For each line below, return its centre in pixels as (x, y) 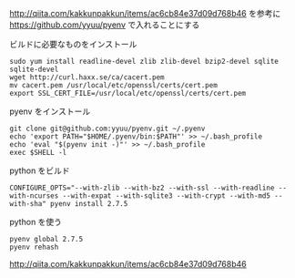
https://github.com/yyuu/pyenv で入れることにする (105, 25)
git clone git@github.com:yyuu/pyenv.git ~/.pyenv (107, 129)
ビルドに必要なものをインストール (73, 44)
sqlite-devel (34, 69)
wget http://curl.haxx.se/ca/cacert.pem (87, 77)
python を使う (36, 222)
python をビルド (40, 170)
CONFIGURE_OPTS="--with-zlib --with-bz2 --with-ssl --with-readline (142, 188)
